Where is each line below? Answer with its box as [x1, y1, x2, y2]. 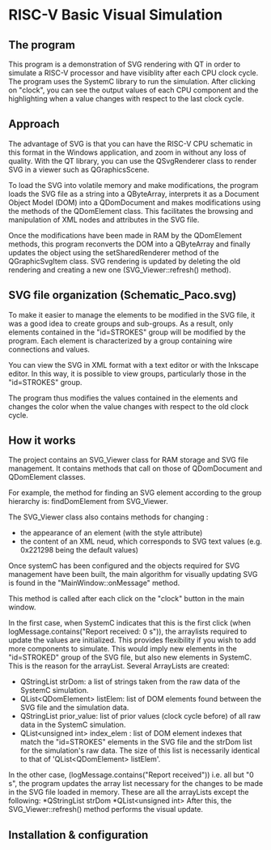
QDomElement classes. [8, 472, 87, 482]
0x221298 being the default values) [19, 545, 139, 555]
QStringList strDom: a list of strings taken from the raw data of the [19, 677, 241, 686]
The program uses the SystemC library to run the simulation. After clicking [8, 77, 256, 86]
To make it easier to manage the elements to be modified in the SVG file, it [8, 310, 256, 319]
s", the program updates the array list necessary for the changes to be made [8, 779, 264, 788]
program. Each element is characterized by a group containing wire [8, 335, 233, 345]
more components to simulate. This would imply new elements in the [8, 644, 237, 654]
